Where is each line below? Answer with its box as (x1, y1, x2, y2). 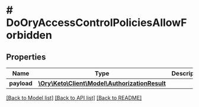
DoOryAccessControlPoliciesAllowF (6, 16, 187, 29)
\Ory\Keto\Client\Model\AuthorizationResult (38, 79, 166, 87)
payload (9, 79, 33, 87)
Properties (6, 52, 46, 62)
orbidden (6, 29, 52, 42)
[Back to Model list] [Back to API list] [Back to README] (6, 95, 142, 101)
